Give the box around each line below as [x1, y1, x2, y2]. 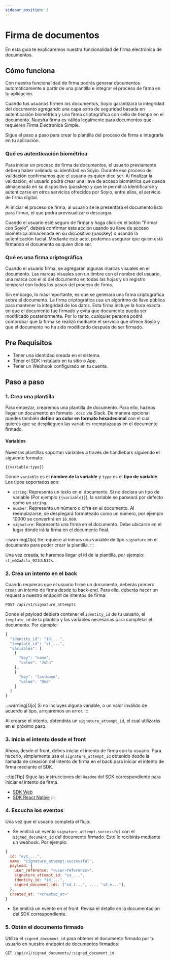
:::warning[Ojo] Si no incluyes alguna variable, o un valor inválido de [5, 702, 147, 708]
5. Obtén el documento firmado [5, 924, 84, 931]
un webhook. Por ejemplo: [12, 839, 67, 845]
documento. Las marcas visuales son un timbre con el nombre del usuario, [5, 270, 161, 277]
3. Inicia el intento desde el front [5, 736, 86, 743]
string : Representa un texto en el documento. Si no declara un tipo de [12, 488, 160, 495]
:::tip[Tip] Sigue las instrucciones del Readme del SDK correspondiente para [5, 774, 161, 780]
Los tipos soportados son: [5, 479, 60, 485]
